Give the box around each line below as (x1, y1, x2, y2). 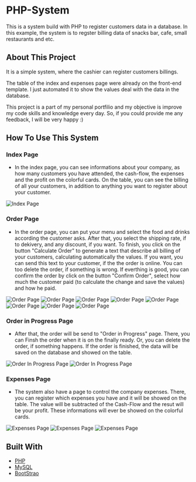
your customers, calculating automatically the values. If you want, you (14, 253, 183, 260)
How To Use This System (6, 133, 99, 143)
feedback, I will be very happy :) (6, 116, 84, 123)
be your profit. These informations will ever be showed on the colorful (14, 407, 183, 414)
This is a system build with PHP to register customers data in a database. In (6, 23, 188, 30)
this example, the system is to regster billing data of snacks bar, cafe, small (6, 29, 187, 36)
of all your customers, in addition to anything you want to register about (14, 183, 187, 190)
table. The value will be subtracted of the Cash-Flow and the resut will (14, 401, 184, 408)
